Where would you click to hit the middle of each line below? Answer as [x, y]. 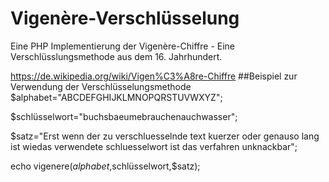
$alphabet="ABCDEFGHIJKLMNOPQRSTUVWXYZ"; [116, 97]
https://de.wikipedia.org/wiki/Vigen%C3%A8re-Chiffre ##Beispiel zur [154, 76]
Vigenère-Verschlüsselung [125, 18]
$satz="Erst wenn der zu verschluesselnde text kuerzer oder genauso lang [165, 136]
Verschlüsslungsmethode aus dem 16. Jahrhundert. [116, 56]
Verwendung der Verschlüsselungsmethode [101, 86]
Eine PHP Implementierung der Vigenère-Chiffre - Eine [123, 46]
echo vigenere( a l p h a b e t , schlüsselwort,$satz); [105, 166]
